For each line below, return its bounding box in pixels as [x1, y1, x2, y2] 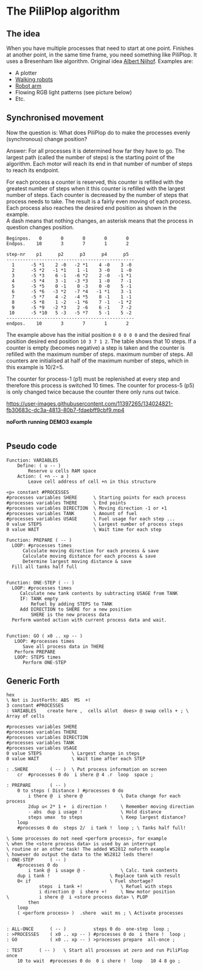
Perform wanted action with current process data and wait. [12, 617, 167, 623]
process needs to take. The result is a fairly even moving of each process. [6, 198, 192, 205]
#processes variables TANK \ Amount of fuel [6, 510, 137, 516]
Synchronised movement [6, 113, 104, 123]
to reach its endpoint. [6, 166, 60, 174]
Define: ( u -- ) [17, 462, 61, 469]
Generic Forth [6, 676, 60, 687]
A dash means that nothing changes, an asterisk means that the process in [6, 217, 193, 224]
